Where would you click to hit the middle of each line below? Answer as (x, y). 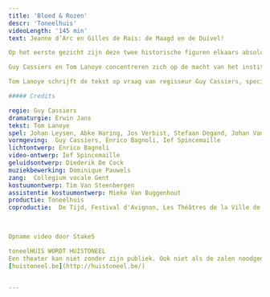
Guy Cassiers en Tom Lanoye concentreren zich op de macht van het (124, 67)
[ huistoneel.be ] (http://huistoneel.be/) (77, 266)
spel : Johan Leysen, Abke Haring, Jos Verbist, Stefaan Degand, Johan (129, 133)
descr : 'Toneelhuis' (43, 23)
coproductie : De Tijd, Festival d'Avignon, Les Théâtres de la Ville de (135, 208)
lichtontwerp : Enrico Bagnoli (59, 148)
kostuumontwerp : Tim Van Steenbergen (72, 185)
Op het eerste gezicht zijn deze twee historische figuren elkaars (124, 53)
